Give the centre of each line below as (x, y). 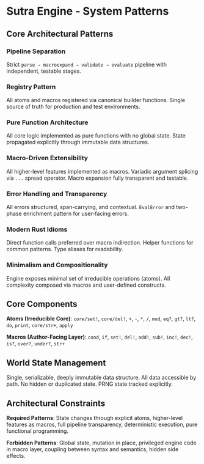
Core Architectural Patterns (60, 34)
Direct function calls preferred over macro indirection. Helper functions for (100, 243)
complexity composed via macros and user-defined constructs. (86, 285)
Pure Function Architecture (47, 122)
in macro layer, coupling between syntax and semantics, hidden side (93, 449)
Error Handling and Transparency (57, 194)
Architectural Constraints (56, 403)
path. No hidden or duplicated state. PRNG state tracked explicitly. (89, 384)
